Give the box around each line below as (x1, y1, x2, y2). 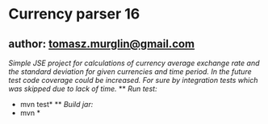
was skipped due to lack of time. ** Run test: (8, 84, 157, 93)
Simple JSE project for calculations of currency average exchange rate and (8, 58, 260, 68)
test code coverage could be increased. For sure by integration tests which (8, 76, 258, 85)
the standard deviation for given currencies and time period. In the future (8, 67, 252, 76)
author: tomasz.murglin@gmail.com (8, 37, 195, 51)
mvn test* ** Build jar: (19, 100, 94, 109)
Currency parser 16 (8, 5, 140, 23)
